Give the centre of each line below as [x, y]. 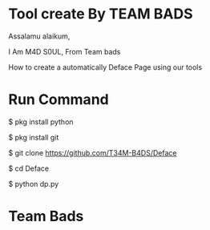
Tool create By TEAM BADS [101, 14]
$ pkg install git [34, 137]
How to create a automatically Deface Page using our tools [105, 67]
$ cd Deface [29, 168]
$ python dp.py [34, 184]
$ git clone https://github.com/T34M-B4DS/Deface [93, 152]
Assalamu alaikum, [39, 36]
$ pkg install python [41, 122]
